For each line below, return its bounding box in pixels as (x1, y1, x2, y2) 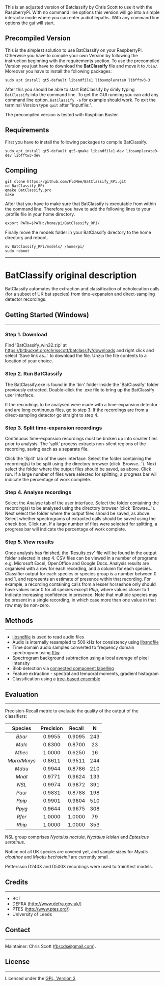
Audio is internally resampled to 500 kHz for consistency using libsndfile (12, 639, 159, 645)
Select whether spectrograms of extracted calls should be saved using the (5, 516, 156, 522)
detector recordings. (5, 296, 47, 302)
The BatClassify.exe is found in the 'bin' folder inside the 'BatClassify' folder (5, 382, 159, 387)
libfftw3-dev (14, 153, 41, 158)
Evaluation (5, 690, 38, 699)
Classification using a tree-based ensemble (12, 676, 101, 682)
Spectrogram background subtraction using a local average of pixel (12, 655, 149, 661)
